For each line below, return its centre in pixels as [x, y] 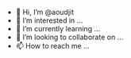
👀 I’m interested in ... [49, 20]
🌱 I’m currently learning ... [58, 29]
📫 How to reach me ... [52, 46]
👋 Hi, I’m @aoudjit [44, 12]
